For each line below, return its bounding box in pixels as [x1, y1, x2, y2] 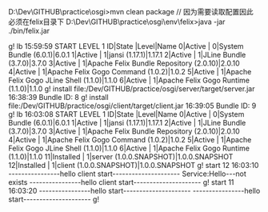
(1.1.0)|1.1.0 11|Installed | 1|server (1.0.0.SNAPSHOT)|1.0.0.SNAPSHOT [8, 152, 234, 162]
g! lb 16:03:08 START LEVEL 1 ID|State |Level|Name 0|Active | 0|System [8, 110, 245, 118]
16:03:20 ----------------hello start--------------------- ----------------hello [8, 186, 261, 195]
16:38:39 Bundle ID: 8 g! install [8, 93, 110, 102]
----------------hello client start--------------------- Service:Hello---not [8, 169, 246, 178]
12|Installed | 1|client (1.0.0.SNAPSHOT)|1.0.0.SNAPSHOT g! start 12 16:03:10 [8, 161, 259, 170]
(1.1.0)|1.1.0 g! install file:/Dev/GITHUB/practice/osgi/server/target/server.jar [8, 84, 255, 94]
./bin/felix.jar [8, 26, 50, 35]
